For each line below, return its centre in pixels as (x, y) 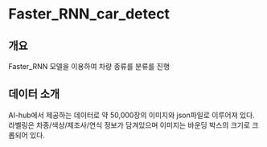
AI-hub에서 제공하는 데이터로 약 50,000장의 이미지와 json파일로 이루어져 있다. (131, 115)
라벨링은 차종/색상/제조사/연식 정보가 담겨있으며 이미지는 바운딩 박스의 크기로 (129, 125)
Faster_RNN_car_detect (89, 14)
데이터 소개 (34, 94)
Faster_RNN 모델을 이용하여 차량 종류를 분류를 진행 (89, 66)
